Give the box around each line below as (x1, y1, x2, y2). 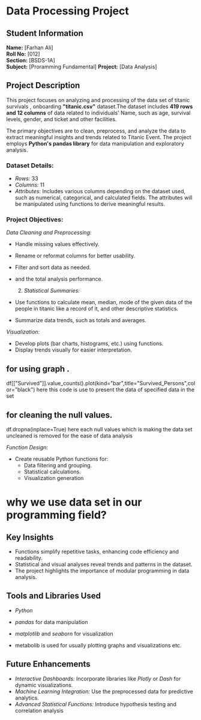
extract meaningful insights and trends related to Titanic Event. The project (6, 133, 191, 140)
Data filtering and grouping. (23, 462, 92, 469)
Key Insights (6, 532, 54, 542)
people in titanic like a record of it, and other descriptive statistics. (14, 305, 179, 313)
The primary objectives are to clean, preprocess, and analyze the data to (6, 127, 186, 134)
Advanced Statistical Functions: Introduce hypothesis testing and (14, 700, 177, 707)
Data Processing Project (6, 4, 129, 18)
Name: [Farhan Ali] (6, 44, 53, 51)
